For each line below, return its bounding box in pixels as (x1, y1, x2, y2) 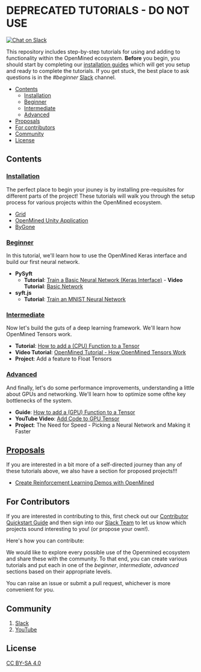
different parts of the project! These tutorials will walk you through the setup (6, 192, 196, 199)
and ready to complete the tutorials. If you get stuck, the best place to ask (6, 67, 190, 74)
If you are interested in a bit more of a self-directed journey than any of (6, 461, 182, 468)
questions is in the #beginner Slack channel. (6, 74, 116, 81)
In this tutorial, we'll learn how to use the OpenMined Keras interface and (6, 251, 187, 259)
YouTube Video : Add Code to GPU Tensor (14, 415, 120, 422)
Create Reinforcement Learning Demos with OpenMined (14, 479, 155, 486)
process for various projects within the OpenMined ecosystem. (6, 198, 162, 206)
